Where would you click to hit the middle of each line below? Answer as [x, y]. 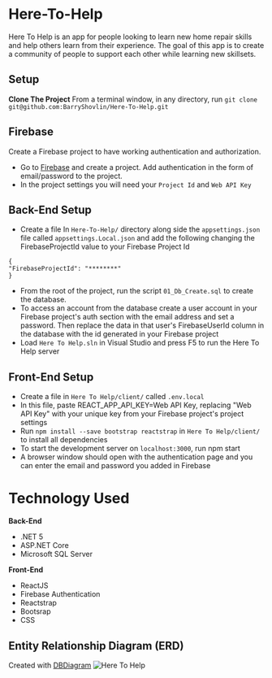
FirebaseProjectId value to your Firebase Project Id [105, 247]
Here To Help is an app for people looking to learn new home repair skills [130, 37]
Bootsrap [35, 611]
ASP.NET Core [44, 545]
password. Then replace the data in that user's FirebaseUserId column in [142, 325]
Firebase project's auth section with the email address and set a [127, 317]
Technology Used [69, 499]
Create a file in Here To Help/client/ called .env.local [112, 397]
